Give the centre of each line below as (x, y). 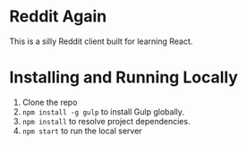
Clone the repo (50, 102)
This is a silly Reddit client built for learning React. (101, 41)
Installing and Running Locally (124, 77)
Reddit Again (58, 17)
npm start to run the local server (82, 131)
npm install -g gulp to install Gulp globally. (103, 111)
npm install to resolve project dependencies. (106, 121)
